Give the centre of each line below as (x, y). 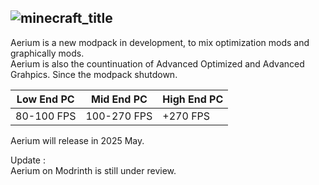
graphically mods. (47, 53)
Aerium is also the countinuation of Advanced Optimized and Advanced (157, 63)
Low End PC (45, 99)
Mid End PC (119, 99)
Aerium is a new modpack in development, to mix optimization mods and (160, 42)
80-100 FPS (46, 116)
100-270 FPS (119, 116)
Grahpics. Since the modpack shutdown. (94, 74)
